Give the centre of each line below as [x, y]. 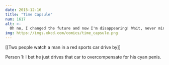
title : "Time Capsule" [29, 14]
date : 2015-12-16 [23, 10]
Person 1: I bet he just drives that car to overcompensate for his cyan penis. [83, 57]
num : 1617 [16, 19]
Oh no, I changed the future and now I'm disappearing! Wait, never [83, 28]
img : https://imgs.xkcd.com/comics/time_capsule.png [62, 33]
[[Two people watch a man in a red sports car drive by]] [63, 47]
